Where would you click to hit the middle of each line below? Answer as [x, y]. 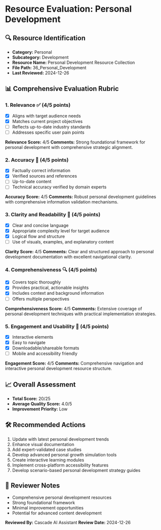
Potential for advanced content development [57, 513]
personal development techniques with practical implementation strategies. [81, 314]
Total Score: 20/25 [31, 398]
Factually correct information [41, 171]
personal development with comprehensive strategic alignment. [69, 147]
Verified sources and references [44, 176]
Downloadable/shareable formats [46, 348]
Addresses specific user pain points [48, 132]
